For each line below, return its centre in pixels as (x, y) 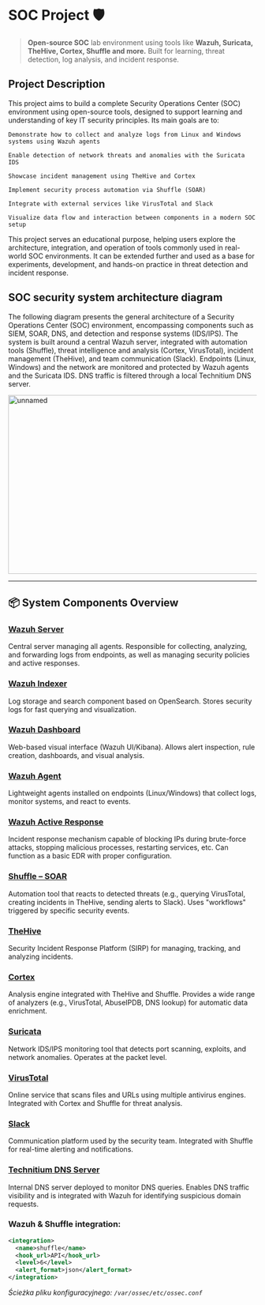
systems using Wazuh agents (54, 141)
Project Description (57, 84)
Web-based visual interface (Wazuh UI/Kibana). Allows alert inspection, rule (132, 747)
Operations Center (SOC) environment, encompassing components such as (131, 325)
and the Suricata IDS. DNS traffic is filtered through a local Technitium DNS (130, 375)
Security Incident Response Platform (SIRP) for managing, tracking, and (124, 949)
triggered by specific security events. (69, 911)
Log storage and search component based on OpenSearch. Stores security (130, 701)
